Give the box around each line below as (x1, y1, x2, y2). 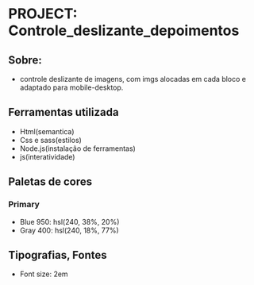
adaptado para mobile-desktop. (19, 83, 124, 92)
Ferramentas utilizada (8, 106, 119, 119)
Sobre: (8, 53, 42, 67)
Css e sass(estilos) (19, 135, 82, 144)
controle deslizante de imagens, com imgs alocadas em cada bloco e (19, 75, 246, 83)
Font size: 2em (19, 269, 69, 279)
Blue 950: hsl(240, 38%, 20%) (19, 217, 120, 226)
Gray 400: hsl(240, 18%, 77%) (19, 225, 119, 235)
